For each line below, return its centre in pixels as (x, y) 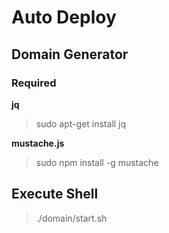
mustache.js (38, 143)
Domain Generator (70, 54)
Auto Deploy (64, 17)
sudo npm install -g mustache (97, 162)
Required (34, 83)
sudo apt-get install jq (81, 123)
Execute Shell (55, 194)
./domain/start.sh (71, 218)
